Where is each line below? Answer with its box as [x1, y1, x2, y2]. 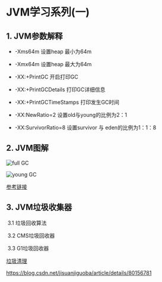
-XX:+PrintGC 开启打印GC [14, 73, 79, 80]
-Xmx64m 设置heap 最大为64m [14, 61, 92, 67]
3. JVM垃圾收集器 [6, 202, 72, 212]
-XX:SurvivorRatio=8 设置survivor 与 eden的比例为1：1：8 [14, 124, 157, 131]
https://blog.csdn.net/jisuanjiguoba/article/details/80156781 [6, 269, 152, 276]
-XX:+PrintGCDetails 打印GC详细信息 [14, 86, 106, 93]
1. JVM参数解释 [6, 31, 63, 41]
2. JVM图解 [6, 143, 49, 153]
